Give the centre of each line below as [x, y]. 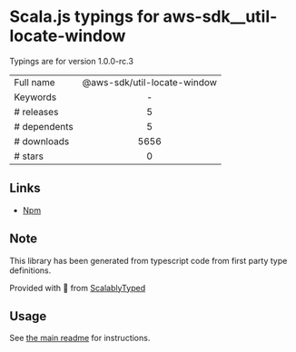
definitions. [30, 270]
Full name [35, 82]
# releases [36, 112]
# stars [29, 156]
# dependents [44, 126]
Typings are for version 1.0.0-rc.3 [72, 61]
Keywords [35, 97]
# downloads [42, 141]
